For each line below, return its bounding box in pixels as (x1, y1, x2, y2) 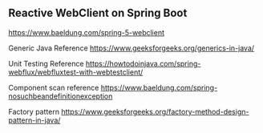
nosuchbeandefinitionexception (8, 91, 113, 101)
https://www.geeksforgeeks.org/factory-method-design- (61, 107, 249, 116)
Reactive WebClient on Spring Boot (8, 6, 188, 20)
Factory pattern (8, 107, 60, 116)
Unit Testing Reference (8, 58, 84, 68)
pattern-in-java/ (8, 115, 61, 125)
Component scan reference (8, 83, 99, 92)
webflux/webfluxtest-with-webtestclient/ (8, 67, 144, 77)
